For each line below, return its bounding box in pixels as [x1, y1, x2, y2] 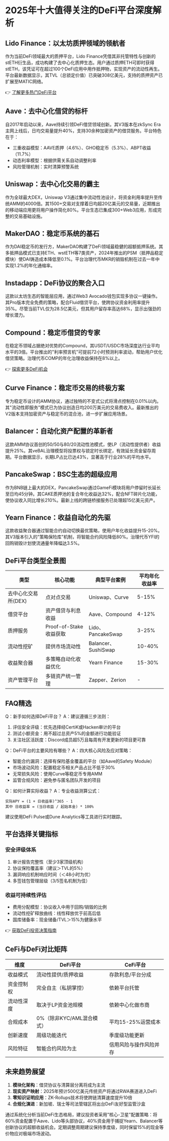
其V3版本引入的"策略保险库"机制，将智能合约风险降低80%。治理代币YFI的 [5, 534, 160, 540]
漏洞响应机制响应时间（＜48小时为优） [12, 871, 94, 877]
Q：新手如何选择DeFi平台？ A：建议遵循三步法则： [5, 713, 111, 719]
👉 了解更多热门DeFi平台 [5, 89, 57, 95]
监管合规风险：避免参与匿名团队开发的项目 [12, 777, 101, 783]
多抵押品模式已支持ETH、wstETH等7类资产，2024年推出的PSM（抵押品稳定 [5, 250, 163, 256]
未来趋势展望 [5, 1067, 45, 1076]
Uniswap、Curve [89, 594, 129, 601]
